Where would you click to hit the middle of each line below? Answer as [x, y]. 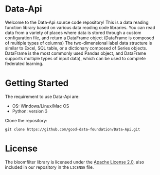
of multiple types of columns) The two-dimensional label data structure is [79, 43]
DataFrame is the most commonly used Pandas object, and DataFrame [76, 53]
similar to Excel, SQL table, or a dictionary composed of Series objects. [76, 48]
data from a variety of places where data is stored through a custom [73, 32]
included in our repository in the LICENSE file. [49, 167]
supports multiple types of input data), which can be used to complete [75, 58]
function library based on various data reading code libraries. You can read [80, 27]
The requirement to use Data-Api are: [42, 96]
